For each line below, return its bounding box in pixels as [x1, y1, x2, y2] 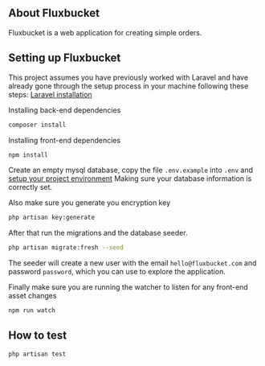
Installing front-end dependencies [8, 135, 121, 145]
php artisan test [8, 350, 67, 358]
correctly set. [8, 183, 53, 192]
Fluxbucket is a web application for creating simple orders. [8, 27, 202, 37]
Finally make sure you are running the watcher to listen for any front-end [8, 282, 249, 292]
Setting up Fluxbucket [8, 51, 121, 65]
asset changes [8, 291, 57, 301]
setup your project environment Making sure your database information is [8, 174, 252, 183]
